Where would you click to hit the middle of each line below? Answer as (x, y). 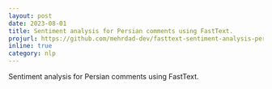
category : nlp (32, 53)
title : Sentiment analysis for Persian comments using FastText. (121, 31)
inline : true (30, 46)
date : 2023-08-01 (38, 23)
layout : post (30, 16)
